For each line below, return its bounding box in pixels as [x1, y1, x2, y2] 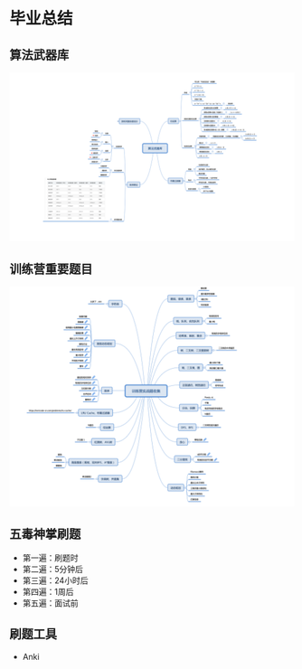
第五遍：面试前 [22, 598, 79, 608]
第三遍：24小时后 [22, 575, 89, 586]
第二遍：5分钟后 [22, 563, 84, 574]
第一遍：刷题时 [22, 552, 79, 563]
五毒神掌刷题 [9, 526, 81, 542]
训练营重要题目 [9, 261, 93, 277]
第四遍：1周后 [22, 586, 74, 597]
